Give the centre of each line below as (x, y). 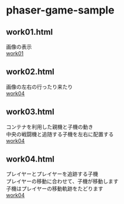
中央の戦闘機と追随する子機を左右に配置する (60, 134)
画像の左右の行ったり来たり (39, 86)
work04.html (30, 159)
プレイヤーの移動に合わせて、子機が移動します (62, 181)
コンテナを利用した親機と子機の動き (50, 126)
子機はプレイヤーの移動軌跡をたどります (55, 189)
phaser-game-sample (60, 10)
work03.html (30, 112)
